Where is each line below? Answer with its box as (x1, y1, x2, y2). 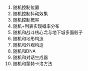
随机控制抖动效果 (12, 10, 48, 16)
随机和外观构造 (12, 42, 44, 47)
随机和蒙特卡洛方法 (12, 60, 53, 66)
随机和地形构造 (12, 35, 44, 41)
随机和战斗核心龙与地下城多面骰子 (12, 29, 83, 35)
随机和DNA (12, 48, 36, 54)
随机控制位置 (12, 4, 39, 10)
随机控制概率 (12, 17, 39, 22)
